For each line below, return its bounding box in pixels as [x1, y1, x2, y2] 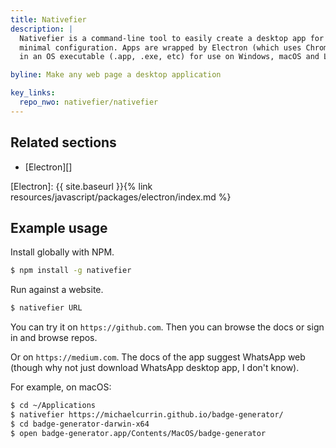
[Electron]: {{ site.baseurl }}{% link [10, 180, 153, 192]
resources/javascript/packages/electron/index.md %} [10, 191, 232, 203]
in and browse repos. [10, 332, 98, 344]
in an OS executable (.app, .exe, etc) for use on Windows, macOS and [19, 52, 320, 62]
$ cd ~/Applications [10, 401, 97, 411]
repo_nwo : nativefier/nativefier [19, 97, 159, 107]
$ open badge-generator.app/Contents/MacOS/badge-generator [10, 428, 267, 438]
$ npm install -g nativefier [10, 266, 132, 276]
